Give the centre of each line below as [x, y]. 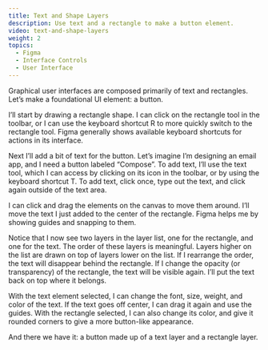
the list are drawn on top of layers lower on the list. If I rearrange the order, [131, 255]
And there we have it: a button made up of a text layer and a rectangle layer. [133, 336]
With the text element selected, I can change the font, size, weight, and [126, 296]
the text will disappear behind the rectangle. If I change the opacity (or [124, 263]
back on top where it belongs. [57, 280]
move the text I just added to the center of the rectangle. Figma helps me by [133, 214]
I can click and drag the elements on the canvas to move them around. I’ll [129, 205]
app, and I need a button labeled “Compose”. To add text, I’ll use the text [128, 164]
